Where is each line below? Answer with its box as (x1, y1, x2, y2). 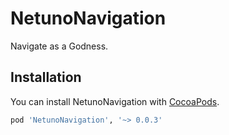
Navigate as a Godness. (10, 40, 109, 52)
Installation (10, 69, 82, 86)
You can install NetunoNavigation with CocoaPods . (10, 95, 220, 107)
